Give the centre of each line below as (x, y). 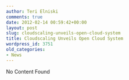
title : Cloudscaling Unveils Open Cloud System (65, 39)
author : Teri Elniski (32, 11)
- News (14, 55)
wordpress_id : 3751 (30, 44)
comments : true (24, 17)
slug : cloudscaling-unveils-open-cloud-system (63, 33)
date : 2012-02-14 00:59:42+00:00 (46, 22)
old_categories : (26, 50)
